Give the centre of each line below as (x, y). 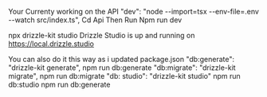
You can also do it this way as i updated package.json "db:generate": (122, 59)
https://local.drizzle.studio (51, 44)
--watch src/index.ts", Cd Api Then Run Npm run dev (95, 20)
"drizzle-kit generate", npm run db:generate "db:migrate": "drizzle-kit (122, 68)
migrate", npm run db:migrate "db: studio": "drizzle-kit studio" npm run (124, 76)
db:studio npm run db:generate (59, 84)
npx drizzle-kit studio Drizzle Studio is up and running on (102, 35)
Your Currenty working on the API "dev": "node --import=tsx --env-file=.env (133, 12)
